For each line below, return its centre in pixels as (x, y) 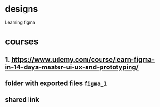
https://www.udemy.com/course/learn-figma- (83, 60)
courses (22, 42)
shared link (22, 100)
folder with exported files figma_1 (56, 83)
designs (22, 9)
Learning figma (20, 22)
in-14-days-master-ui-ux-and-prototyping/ (72, 67)
